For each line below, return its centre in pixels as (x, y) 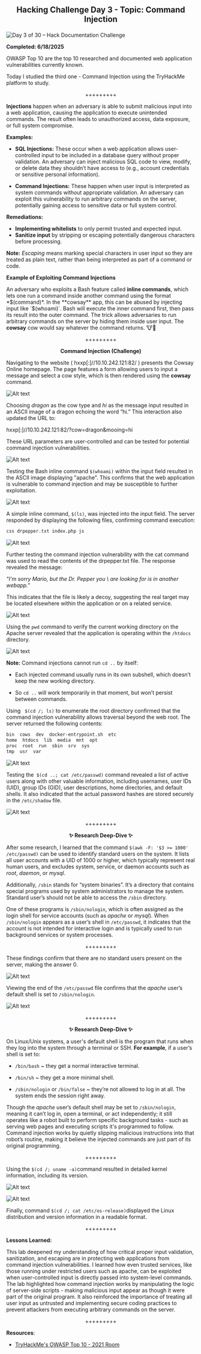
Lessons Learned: (29, 1240)
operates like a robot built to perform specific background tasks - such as (97, 1120)
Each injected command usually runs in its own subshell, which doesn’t (103, 675)
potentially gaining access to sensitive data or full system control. (96, 205)
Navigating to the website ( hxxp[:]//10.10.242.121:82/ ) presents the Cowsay (100, 363)
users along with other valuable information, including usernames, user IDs (99, 781)
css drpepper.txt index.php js (45, 531)
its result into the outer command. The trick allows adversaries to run (91, 315)
